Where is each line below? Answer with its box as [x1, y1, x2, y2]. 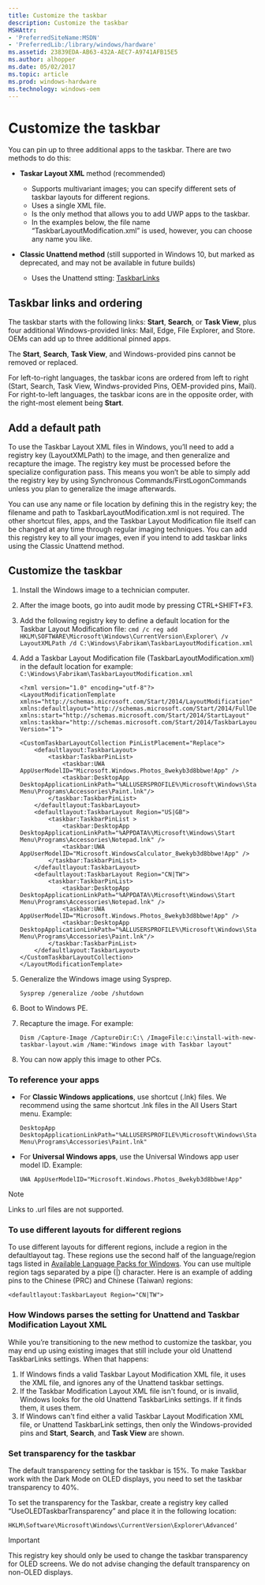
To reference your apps [8, 1074, 100, 1085]
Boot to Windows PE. [19, 1003, 88, 1012]
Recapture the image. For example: [19, 1018, 134, 1027]
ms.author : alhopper [8, 56, 77, 64]
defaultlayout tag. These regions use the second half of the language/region [8, 1251, 256, 1260]
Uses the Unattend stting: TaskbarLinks [31, 273, 160, 283]
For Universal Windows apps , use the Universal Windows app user [19, 1152, 239, 1162]
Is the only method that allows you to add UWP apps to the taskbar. [31, 209, 251, 219]
